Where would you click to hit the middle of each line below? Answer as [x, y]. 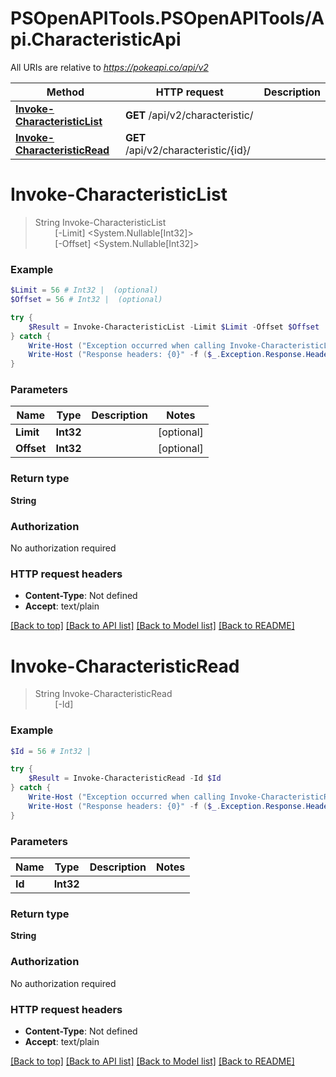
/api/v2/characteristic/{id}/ [187, 150]
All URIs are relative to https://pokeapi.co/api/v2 [109, 67]
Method [65, 92]
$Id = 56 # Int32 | [51, 751]
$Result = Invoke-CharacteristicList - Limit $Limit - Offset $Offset [174, 327]
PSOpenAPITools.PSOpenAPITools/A [167, 18]
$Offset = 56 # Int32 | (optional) [86, 300]
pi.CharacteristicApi [96, 39]
